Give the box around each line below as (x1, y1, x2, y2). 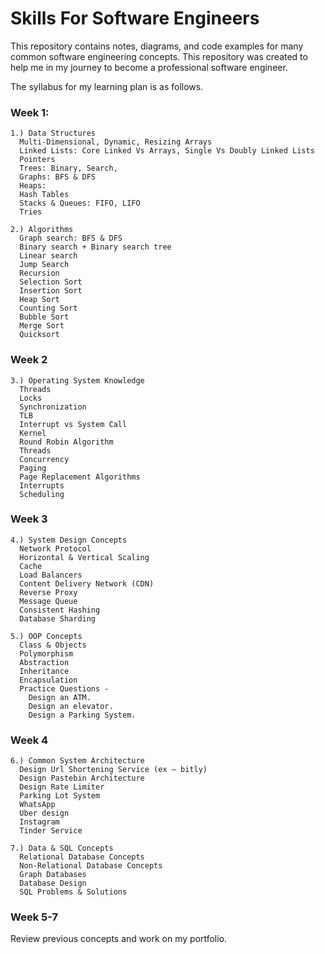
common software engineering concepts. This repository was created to (10, 50, 308, 62)
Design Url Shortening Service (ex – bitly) (19, 765, 208, 775)
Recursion (19, 268, 60, 279)
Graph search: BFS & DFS (19, 233, 123, 244)
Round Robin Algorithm (19, 437, 114, 447)
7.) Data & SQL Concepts (10, 843, 114, 854)
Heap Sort (19, 295, 60, 305)
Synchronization (19, 402, 87, 412)
